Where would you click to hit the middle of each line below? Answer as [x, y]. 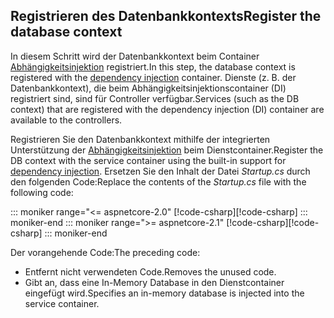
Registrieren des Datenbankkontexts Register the [166, 16]
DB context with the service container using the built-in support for [148, 160]
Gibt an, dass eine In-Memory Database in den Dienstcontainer [154, 282]
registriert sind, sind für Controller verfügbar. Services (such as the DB [155, 98]
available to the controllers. [66, 120]
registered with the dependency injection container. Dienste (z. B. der [153, 77]
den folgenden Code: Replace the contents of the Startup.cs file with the [158, 181]
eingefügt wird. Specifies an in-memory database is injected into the [164, 293]
